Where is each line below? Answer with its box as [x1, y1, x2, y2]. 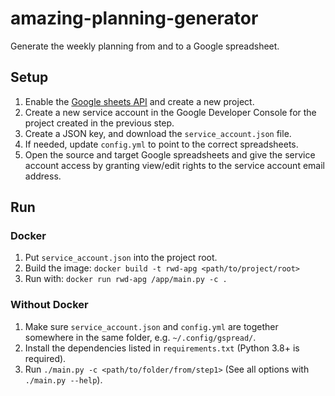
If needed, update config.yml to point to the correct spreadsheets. [24, 138, 299, 150]
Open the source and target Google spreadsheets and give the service [24, 148, 316, 161]
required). [24, 352, 67, 364]
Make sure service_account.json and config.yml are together [24, 320, 279, 332]
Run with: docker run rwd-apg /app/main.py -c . [24, 273, 228, 285]
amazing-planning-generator [10, 7, 259, 30]
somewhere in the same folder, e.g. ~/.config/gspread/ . [24, 331, 257, 343]
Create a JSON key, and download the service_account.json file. [24, 127, 292, 139]
